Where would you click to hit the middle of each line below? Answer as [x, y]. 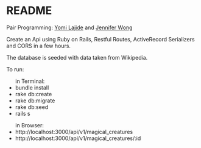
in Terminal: [30, 81]
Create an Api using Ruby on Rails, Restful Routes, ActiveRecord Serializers [100, 39]
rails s [23, 113]
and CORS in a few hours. [39, 46]
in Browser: [30, 125]
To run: [15, 69]
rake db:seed [32, 107]
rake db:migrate [35, 100]
